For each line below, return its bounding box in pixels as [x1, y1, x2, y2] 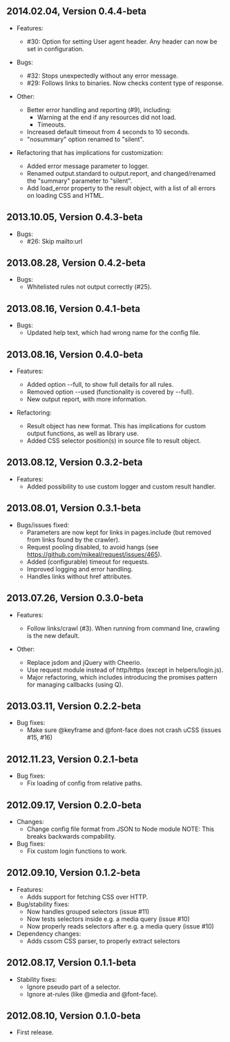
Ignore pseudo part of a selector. [26, 982, 121, 991]
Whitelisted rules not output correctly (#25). [26, 283, 153, 291]
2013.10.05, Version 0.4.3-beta [6, 211, 143, 223]
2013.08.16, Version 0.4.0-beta [6, 349, 143, 360]
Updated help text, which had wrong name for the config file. [26, 329, 201, 337]
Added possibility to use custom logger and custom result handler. [26, 482, 216, 491]
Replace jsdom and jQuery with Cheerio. [26, 658, 142, 666]
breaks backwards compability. [26, 832, 116, 840]
